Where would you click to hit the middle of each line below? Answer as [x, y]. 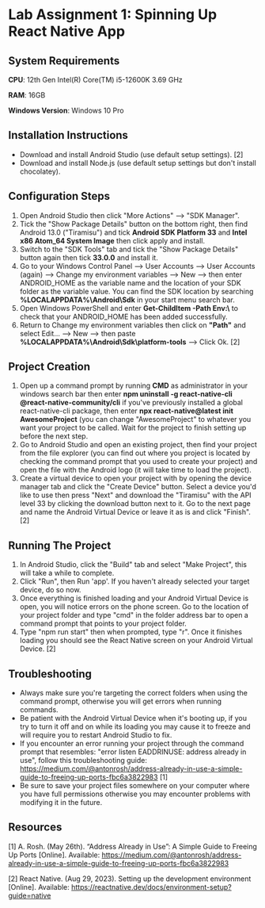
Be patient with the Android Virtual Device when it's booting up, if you [133, 718]
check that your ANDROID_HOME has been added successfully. [123, 316]
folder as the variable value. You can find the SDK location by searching [136, 291]
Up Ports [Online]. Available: [54, 855]
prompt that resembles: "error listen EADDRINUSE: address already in [133, 752]
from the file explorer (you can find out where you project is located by [135, 453]
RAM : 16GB [27, 95]
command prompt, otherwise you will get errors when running [121, 701]
